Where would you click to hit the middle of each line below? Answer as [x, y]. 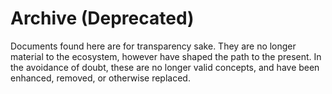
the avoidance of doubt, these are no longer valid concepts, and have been [165, 67]
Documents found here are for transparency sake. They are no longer [153, 46]
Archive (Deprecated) [102, 18]
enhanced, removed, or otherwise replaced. [100, 78]
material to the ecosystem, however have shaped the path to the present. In [166, 56]
